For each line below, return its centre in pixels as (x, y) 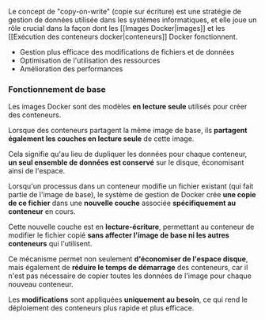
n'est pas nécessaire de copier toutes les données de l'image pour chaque (130, 276)
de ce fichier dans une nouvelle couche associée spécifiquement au (122, 203)
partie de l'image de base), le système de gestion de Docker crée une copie (132, 195)
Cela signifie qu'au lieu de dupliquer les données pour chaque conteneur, (128, 154)
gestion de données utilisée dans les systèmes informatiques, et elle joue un (132, 20)
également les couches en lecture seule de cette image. (101, 139)
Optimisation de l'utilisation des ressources (90, 60)
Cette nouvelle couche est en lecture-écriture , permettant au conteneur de (131, 227)
